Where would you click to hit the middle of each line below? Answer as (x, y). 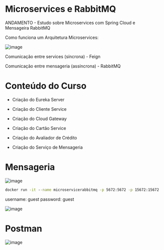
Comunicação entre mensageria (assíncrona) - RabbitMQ (63, 66)
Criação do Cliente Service (39, 109)
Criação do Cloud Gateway (40, 119)
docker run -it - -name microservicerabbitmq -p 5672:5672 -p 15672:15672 (82, 190)
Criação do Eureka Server (38, 99)
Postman (24, 229)
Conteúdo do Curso (46, 86)
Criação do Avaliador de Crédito (45, 138)
